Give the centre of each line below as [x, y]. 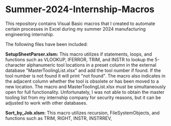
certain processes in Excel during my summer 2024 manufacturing [76, 29]
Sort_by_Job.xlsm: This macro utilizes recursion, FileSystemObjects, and [82, 113]
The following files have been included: [47, 44]
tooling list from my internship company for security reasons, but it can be [83, 97]
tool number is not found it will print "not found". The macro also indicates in [86, 75]
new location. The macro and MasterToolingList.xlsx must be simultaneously [86, 86]
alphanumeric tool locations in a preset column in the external [92, 65]
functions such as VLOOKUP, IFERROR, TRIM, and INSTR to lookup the [80, 59]
